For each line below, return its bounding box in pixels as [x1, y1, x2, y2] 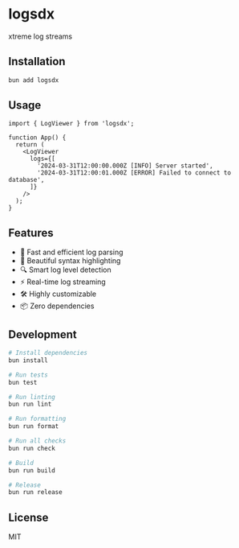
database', [8, 176, 45, 184]
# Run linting [8, 393, 56, 401]
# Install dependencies [8, 349, 88, 357]
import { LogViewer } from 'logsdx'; [8, 120, 135, 128]
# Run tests [8, 371, 48, 379]
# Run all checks [8, 437, 67, 445]
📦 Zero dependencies [19, 301, 95, 311]
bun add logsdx [8, 76, 59, 84]
